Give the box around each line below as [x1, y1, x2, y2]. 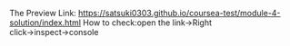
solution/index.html [9, 17, 82, 28]
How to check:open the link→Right [83, 17, 212, 28]
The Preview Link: [9, 8, 77, 18]
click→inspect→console [9, 27, 99, 37]
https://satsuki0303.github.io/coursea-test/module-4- [78, 8, 281, 18]
